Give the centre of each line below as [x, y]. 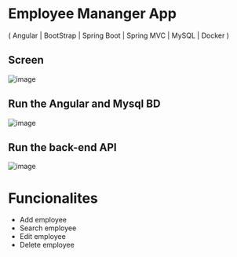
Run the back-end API [62, 147]
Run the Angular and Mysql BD [84, 104]
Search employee [48, 228]
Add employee [43, 220]
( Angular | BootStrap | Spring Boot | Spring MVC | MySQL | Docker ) [119, 35]
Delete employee [47, 245]
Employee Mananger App [92, 14]
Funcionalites [53, 198]
